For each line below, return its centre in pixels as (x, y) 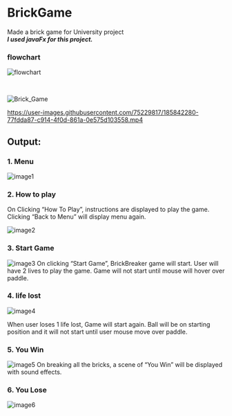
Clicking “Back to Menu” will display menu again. (77, 217)
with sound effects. (35, 372)
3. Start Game (31, 248)
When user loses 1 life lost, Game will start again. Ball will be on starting (109, 324)
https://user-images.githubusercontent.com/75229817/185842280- (103, 113)
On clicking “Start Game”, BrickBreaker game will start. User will (128, 263)
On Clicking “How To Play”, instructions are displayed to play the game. (108, 210)
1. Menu (21, 161)
